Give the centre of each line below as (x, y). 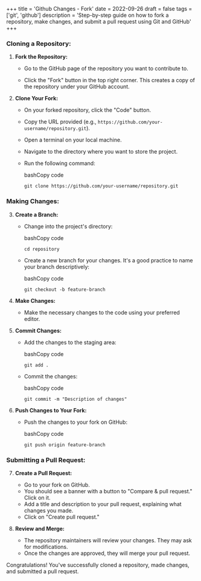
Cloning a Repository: (39, 44)
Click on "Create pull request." (62, 517)
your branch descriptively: (56, 267)
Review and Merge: (40, 528)
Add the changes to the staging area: (70, 342)
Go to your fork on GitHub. (57, 485)
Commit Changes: (38, 330)
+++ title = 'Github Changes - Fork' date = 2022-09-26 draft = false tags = (99, 9)
